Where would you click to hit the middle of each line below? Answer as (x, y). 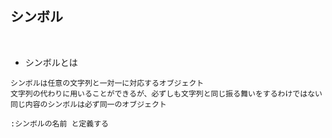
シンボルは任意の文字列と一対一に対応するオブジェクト (107, 83)
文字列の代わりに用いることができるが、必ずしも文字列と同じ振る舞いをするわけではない (166, 93)
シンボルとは (51, 62)
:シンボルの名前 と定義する (60, 123)
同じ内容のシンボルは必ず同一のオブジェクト (88, 104)
